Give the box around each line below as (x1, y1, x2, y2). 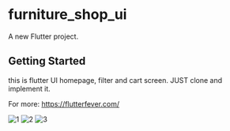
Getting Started (8, 54, 86, 68)
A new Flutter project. (8, 32, 79, 41)
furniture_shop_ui (8, 6, 127, 24)
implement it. (8, 84, 51, 93)
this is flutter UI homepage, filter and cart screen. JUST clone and (8, 75, 223, 84)
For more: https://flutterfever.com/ (8, 99, 120, 108)
